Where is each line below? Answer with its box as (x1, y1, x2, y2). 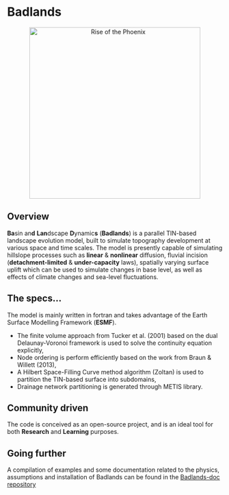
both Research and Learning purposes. (7, 428, 120, 436)
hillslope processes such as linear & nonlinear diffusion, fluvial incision (7, 251, 208, 259)
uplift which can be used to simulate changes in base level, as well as (7, 265, 203, 274)
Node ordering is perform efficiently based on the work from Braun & (16, 353, 212, 361)
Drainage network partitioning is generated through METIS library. (16, 382, 203, 391)
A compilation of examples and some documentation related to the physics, (7, 466, 220, 474)
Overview (7, 210, 50, 223)
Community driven (7, 402, 89, 413)
